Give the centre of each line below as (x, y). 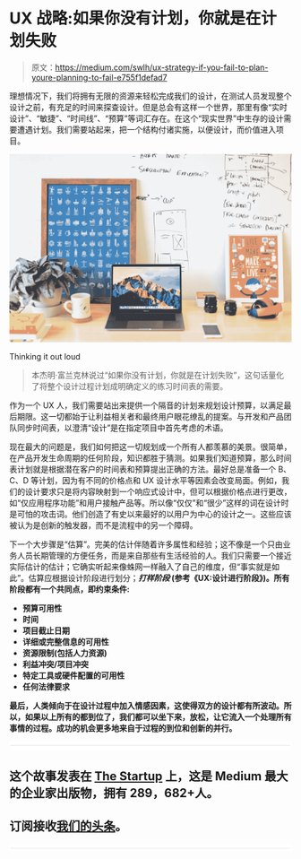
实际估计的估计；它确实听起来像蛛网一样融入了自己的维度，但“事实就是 (141, 567)
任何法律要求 (46, 686)
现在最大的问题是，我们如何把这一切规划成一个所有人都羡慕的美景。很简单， (150, 447)
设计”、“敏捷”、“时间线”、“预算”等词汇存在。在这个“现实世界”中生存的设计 (146, 118)
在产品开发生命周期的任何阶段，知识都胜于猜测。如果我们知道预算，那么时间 (150, 457)
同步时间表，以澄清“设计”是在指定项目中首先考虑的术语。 (122, 428)
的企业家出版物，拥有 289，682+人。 (114, 793)
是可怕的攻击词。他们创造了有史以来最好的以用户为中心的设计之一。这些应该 (150, 514)
